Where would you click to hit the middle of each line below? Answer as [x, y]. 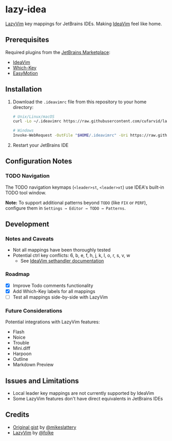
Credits [17, 415]
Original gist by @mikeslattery [44, 427]
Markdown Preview [33, 365]
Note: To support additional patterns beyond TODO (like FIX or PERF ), [76, 203]
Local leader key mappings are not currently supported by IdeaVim [83, 393]
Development [27, 224]
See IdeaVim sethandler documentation [62, 261]
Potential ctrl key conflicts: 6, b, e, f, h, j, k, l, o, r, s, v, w [71, 255]
